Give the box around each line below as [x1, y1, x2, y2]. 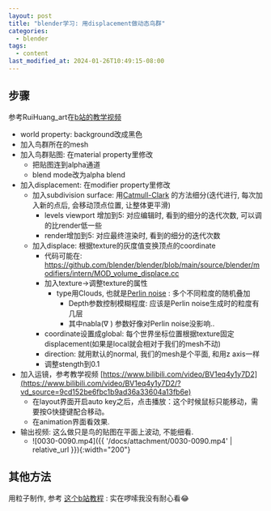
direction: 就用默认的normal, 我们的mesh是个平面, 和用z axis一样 [44, 349, 260, 359]
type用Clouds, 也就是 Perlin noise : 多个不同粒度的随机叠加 [56, 288, 251, 298]
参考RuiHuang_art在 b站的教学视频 [8, 112, 121, 121]
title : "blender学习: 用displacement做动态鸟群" [8, 19, 166, 28]
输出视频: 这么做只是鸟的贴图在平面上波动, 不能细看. [19, 427, 194, 436]
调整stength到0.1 [44, 359, 100, 368]
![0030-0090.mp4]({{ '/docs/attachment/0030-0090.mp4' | [32, 436, 233, 445]
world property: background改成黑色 [19, 129, 143, 138]
